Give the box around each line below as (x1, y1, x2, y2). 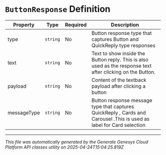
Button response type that (91, 30, 152, 37)
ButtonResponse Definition (5, 3, 111, 15)
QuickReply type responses (91, 42, 156, 49)
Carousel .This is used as (91, 115, 150, 122)
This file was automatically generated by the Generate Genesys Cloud (5, 139, 148, 145)
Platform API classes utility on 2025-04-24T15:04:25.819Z (5, 144, 124, 150)
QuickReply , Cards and (91, 109, 146, 116)
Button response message (91, 97, 153, 104)
